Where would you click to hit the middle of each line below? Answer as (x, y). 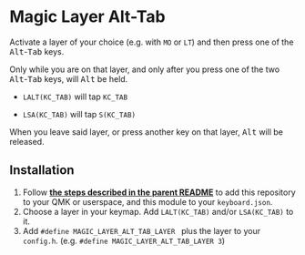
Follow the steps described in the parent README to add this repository (159, 192)
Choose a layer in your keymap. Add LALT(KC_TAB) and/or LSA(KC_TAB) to (158, 211)
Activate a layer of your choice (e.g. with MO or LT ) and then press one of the (152, 42)
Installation (42, 170)
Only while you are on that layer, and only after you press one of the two (145, 69)
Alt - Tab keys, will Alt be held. (69, 78)
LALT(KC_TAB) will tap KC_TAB (75, 97)
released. (27, 141)
